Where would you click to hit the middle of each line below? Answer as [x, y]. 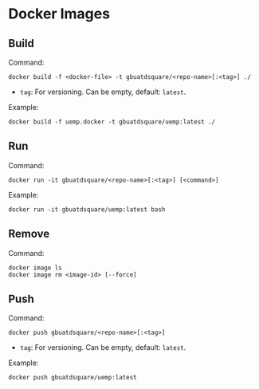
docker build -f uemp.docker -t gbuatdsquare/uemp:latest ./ [112, 122]
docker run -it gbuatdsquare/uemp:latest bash [87, 209]
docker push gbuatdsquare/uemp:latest [73, 378]
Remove [29, 234]
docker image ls [35, 268]
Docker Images [59, 14]
